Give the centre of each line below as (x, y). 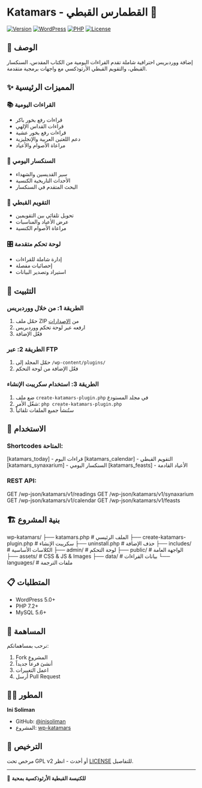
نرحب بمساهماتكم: (28, 646)
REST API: (22, 481)
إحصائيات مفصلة (34, 265)
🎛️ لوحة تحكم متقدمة (34, 244)
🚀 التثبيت (21, 291)
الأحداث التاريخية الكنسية (43, 180)
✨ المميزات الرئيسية (40, 87)
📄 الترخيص (25, 746)
